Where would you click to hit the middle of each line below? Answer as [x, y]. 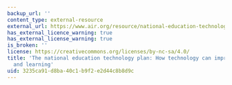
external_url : [28, 26]
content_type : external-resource [55, 20]
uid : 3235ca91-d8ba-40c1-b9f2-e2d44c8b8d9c [71, 71]
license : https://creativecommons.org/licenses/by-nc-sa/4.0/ [98, 52]
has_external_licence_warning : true [60, 33]
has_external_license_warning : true [60, 39]
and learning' [33, 64]
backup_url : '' [29, 13]
